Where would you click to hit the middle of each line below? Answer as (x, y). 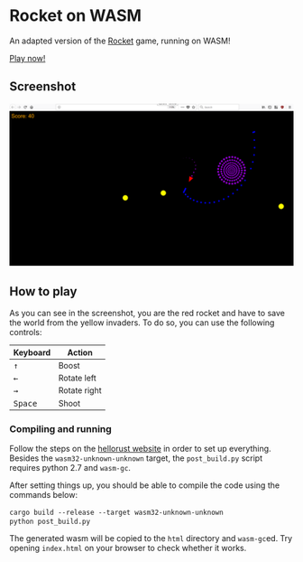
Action (80, 352)
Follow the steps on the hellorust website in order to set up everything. (141, 449)
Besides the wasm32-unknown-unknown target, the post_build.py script (136, 458)
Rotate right (80, 390)
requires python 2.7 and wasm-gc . (70, 468)
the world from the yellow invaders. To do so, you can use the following (142, 323)
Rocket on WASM (76, 16)
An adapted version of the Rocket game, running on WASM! (120, 41)
